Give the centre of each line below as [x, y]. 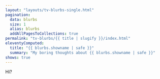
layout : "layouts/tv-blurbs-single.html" [50, 10]
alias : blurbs [25, 29]
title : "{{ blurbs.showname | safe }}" [52, 48]
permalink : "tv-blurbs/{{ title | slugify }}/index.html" [68, 39]
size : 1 [18, 24]
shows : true [18, 57]
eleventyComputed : [25, 43]
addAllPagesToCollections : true [44, 34]
